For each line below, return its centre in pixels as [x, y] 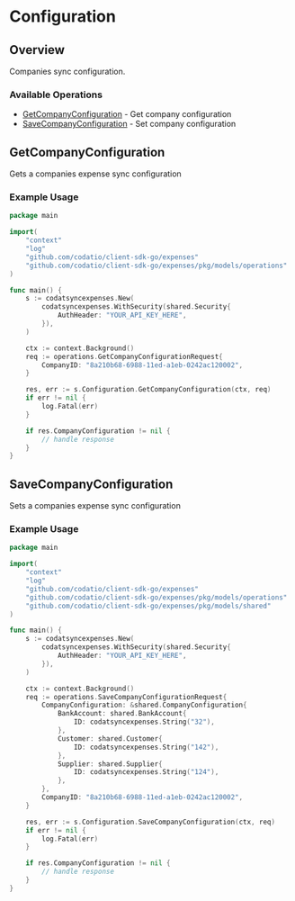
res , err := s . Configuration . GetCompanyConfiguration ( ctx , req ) [148, 390]
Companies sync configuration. [67, 71]
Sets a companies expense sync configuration [95, 506]
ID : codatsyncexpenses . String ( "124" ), [146, 772]
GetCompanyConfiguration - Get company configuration [127, 114]
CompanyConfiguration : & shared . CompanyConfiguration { [144, 705]
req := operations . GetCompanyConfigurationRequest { [124, 356]
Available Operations [56, 95]
